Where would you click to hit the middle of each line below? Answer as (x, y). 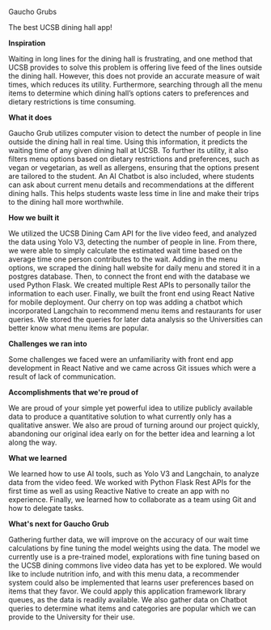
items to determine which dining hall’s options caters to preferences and (129, 93)
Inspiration (27, 43)
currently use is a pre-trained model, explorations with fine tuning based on (134, 557)
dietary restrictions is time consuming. (72, 102)
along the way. (33, 442)
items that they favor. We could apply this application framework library (127, 591)
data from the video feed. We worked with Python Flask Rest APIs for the (130, 482)
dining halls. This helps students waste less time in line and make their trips (134, 193)
